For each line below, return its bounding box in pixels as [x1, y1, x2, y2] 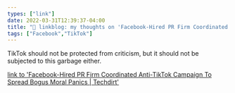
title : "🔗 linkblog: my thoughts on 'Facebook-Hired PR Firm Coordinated [7, 23, 229, 30]
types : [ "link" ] [7, 10, 55, 18]
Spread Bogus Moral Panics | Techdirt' [7, 78, 120, 87]
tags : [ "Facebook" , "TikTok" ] [7, 30, 93, 37]
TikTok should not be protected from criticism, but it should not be [7, 49, 199, 58]
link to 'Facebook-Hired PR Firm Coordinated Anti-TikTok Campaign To [7, 70, 212, 79]
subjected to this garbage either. [7, 57, 102, 66]
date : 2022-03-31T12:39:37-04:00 [7, 17, 106, 24]
